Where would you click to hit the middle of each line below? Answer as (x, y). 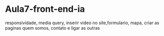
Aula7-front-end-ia (45, 9)
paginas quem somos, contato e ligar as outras (53, 28)
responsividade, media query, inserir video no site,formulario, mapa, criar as (82, 23)
